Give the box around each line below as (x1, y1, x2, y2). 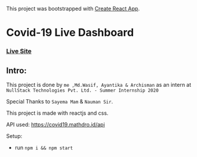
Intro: (6, 65, 27, 76)
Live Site (6, 47, 32, 55)
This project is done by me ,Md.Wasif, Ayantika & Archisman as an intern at (6, 81, 192, 88)
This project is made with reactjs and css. (6, 109, 109, 117)
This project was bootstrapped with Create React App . (6, 5, 140, 12)
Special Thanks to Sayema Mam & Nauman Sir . (6, 98, 113, 105)
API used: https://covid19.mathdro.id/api (6, 121, 106, 128)
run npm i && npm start (14, 144, 73, 151)
